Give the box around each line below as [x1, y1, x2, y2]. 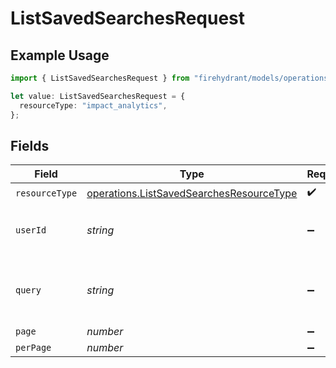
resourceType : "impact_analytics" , [19, 100, 168, 111]
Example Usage [10, 47, 110, 64]
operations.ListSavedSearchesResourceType [86, 186, 298, 200]
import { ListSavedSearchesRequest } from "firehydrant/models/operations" [10, 73, 333, 83]
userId [15, 225, 47, 236]
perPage [15, 342, 52, 354]
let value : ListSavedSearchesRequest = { [10, 91, 186, 101]
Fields [10, 137, 50, 154]
